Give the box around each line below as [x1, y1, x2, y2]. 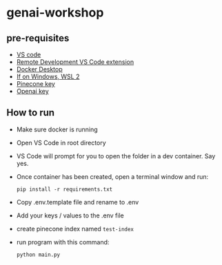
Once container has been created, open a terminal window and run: [16, 172, 209, 180]
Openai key [16, 87, 49, 95]
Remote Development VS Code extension [16, 58, 134, 66]
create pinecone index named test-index [16, 224, 134, 233]
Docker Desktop [16, 65, 63, 73]
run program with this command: [16, 237, 110, 246]
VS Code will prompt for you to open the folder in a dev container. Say [16, 151, 216, 160]
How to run [6, 107, 55, 118]
